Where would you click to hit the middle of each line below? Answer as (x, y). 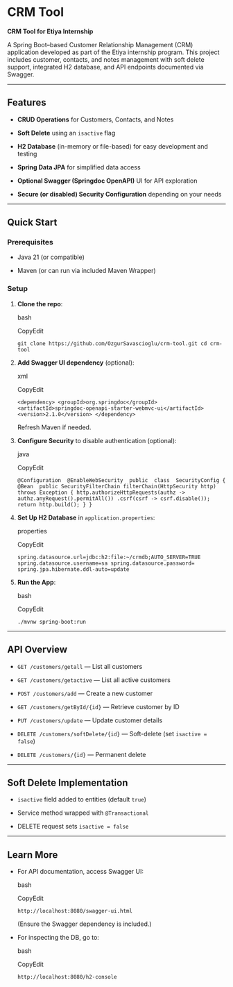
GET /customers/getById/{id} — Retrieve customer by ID (98, 706)
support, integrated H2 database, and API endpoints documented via (105, 67)
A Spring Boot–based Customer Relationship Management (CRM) (100, 44)
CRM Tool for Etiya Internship (50, 31)
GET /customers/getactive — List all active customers (94, 680)
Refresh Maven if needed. (54, 427)
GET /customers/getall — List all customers (80, 666)
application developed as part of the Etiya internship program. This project (113, 52)
